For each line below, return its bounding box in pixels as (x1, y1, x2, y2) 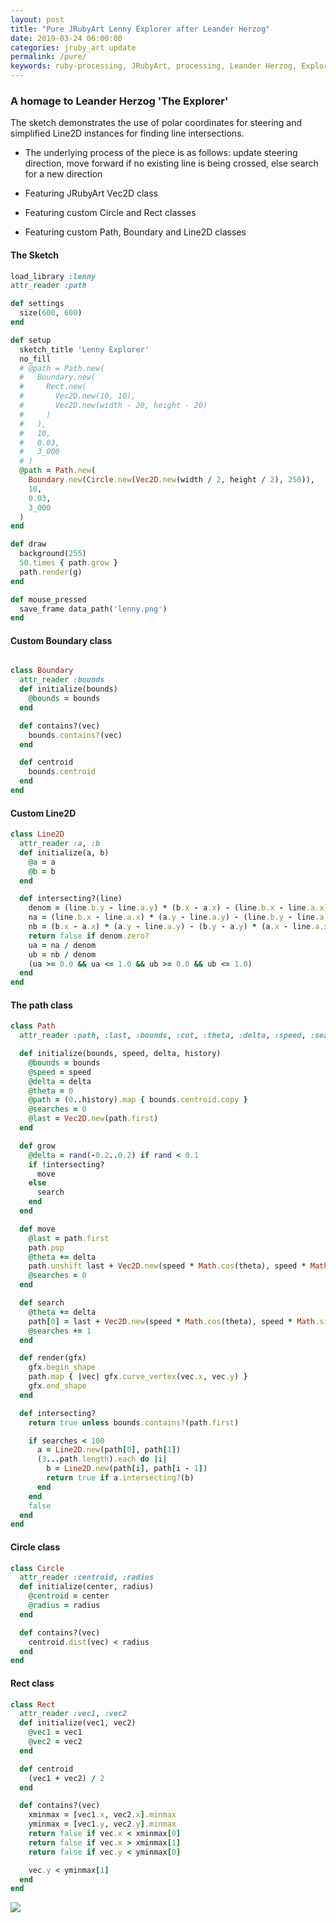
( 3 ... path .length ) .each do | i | (36, 1454, 168, 1465)
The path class (10, 999, 73, 1011)
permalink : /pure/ (10, 52, 87, 62)
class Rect (10, 1699, 56, 1710)
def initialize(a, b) (19, 847, 110, 858)
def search (19, 1298, 65, 1308)
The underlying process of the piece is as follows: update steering (24, 147, 298, 159)
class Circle (10, 1563, 65, 1573)
